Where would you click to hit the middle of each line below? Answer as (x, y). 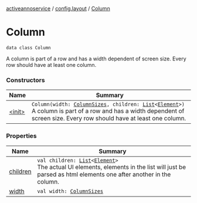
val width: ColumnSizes (70, 191)
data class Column (28, 48)
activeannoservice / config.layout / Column (58, 9)
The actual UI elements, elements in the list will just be (112, 167)
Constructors (26, 80)
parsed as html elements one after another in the (104, 174)
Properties (21, 136)
